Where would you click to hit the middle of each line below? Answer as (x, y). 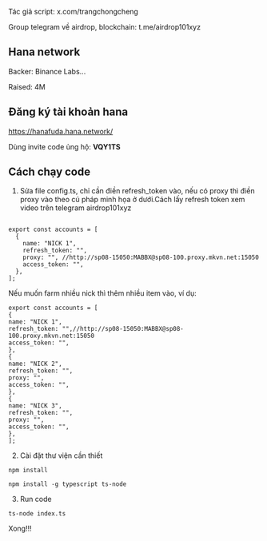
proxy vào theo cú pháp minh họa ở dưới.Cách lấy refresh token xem (132, 200)
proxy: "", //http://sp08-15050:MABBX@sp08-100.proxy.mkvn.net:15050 (141, 258)
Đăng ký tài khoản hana (68, 112)
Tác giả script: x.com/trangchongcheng (73, 12)
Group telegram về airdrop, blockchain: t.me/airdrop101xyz (105, 27)
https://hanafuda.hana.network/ (61, 131)
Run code (36, 499)
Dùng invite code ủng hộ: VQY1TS (65, 146)
